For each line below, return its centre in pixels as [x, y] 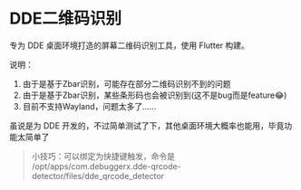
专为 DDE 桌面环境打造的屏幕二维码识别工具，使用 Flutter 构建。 [129, 45]
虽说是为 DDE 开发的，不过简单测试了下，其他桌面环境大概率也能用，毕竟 [147, 125]
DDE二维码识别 [66, 19]
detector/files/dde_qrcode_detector [98, 176]
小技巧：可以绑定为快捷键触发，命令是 [103, 156]
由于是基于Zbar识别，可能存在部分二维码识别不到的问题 [126, 83]
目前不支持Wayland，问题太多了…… [89, 106]
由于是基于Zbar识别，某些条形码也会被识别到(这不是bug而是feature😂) [155, 95]
